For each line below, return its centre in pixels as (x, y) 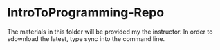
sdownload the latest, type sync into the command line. (86, 38)
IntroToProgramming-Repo (86, 13)
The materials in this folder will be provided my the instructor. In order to (110, 32)
